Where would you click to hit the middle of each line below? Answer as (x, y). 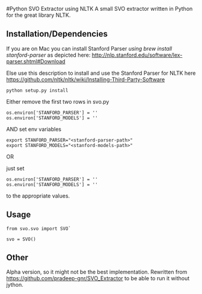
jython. (15, 285)
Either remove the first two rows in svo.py (58, 101)
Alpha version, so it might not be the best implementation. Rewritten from (97, 272)
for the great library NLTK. (38, 15)
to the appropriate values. (38, 196)
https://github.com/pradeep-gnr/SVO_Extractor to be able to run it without (98, 278)
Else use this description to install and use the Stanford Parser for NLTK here (101, 73)
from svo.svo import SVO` (38, 228)
